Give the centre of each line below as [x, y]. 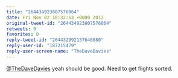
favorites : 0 [23, 34]
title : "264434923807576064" [43, 12]
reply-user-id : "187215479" [42, 46]
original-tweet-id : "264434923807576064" [59, 23]
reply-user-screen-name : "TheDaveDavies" [59, 51]
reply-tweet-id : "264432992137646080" [55, 40]
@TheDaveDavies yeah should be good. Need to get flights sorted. [90, 68]
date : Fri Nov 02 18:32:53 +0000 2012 [55, 18]
